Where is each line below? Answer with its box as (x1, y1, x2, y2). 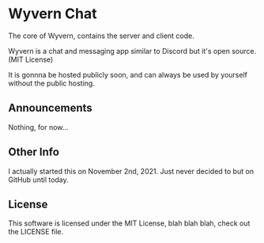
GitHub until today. (8, 175, 69, 184)
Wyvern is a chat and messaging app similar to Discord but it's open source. (8, 46, 257, 55)
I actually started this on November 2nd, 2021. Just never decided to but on (8, 166, 255, 176)
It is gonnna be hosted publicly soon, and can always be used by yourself (8, 70, 247, 79)
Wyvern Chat (8, 5, 97, 23)
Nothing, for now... (8, 122, 69, 131)
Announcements (8, 101, 92, 115)
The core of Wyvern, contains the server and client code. (8, 31, 195, 40)
